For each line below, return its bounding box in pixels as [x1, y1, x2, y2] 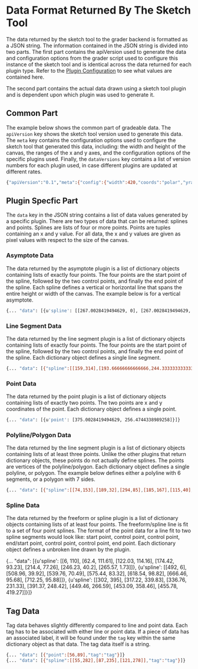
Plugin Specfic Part [6, 196, 78, 206]
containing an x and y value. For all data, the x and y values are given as [6, 230, 181, 237]
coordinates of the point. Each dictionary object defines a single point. [6, 406, 177, 413]
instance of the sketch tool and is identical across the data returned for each [6, 60, 192, 68]
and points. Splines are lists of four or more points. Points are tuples [6, 224, 171, 231]
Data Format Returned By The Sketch [6, 4, 192, 17]
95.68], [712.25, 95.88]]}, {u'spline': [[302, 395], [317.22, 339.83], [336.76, [6, 576, 187, 583]
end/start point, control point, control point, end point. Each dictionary [6, 539, 176, 547]
